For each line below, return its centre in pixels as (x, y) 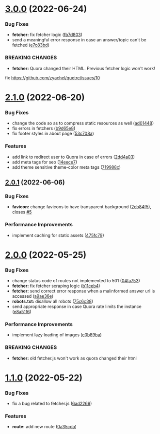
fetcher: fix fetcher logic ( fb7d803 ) (47, 35)
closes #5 (22, 212)
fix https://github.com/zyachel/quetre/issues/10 (53, 78)
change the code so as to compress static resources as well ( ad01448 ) (83, 123)
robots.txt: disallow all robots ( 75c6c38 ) (53, 301)
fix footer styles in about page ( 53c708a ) (53, 134)
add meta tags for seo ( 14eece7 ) (45, 162)
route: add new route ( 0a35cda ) (44, 427)
